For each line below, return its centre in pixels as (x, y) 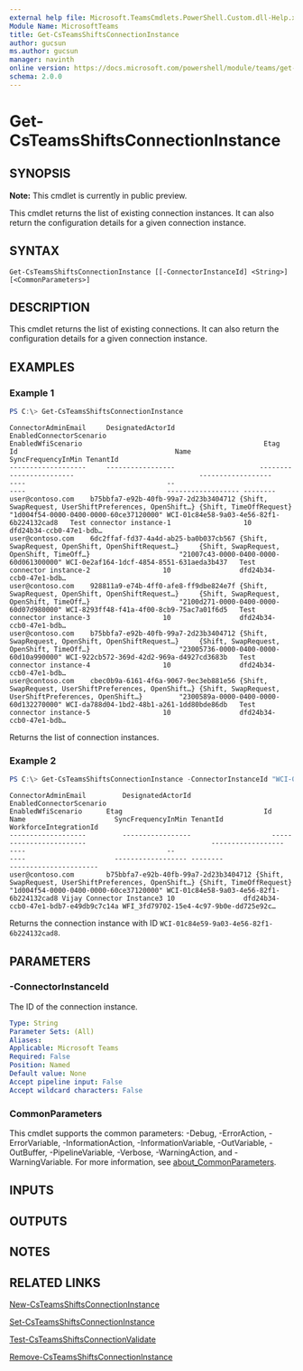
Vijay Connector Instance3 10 (119, 899)
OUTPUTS (38, 1221)
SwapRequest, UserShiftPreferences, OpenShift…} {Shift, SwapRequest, (145, 689)
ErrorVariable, (35, 1142)
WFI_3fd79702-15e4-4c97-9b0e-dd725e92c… (199, 906)
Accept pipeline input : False (66, 1082)
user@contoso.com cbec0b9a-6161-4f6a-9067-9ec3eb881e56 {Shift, (139, 681)
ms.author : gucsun (44, 52)
